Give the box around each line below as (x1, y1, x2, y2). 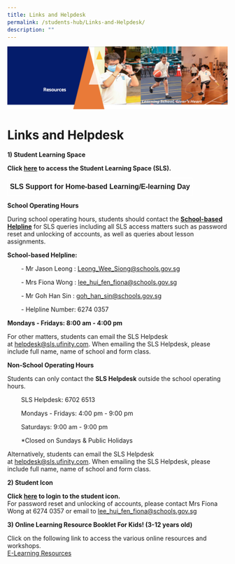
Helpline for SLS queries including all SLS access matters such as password (7, 222, 227, 231)
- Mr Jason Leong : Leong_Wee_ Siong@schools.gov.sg (20, 264, 180, 273)
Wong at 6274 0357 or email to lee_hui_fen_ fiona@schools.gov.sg (7, 507, 197, 516)
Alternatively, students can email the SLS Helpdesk (7, 450, 155, 459)
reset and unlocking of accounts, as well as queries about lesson (7, 230, 194, 239)
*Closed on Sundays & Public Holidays (20, 436, 133, 445)
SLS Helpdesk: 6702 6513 (20, 396, 96, 404)
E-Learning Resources (7, 549, 72, 558)
